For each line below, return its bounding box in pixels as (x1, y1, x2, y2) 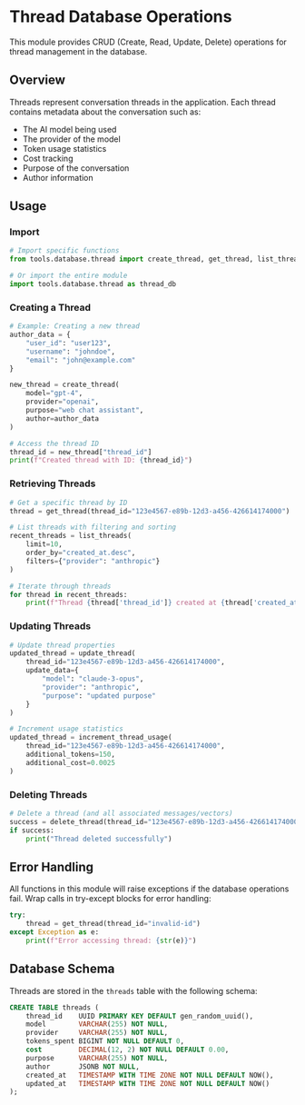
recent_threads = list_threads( (9, 532, 132, 541)
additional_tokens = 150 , (25, 750, 116, 760)
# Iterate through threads (9, 582, 112, 591)
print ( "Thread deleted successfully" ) (25, 834, 172, 843)
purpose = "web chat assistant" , (25, 406, 144, 415)
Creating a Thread (9, 301, 92, 314)
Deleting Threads (9, 788, 88, 801)
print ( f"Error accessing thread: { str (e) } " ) (25, 936, 197, 945)
